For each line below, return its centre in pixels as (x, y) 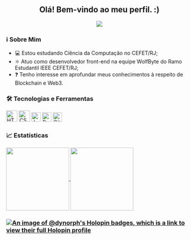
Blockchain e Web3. (39, 83)
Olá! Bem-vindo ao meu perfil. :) (99, 10)
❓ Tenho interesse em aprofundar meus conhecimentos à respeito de (99, 75)
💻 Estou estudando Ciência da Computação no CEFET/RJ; (86, 53)
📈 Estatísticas (27, 136)
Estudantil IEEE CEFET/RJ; (46, 68)
